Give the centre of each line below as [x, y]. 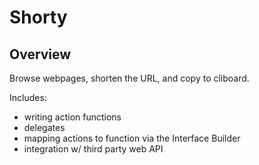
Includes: [28, 97]
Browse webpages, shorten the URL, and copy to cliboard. [129, 78]
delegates [44, 127]
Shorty [38, 17]
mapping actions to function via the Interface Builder [132, 138]
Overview [40, 54]
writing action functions [72, 117]
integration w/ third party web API [93, 149]
